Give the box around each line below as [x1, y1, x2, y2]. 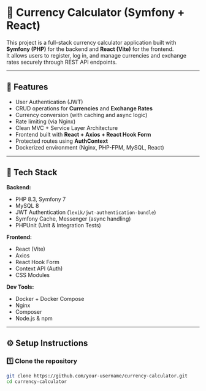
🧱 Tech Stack [6, 167, 58, 178]
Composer [15, 308, 42, 315]
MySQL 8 [15, 202, 39, 209]
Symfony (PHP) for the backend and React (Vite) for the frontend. [6, 45, 174, 53]
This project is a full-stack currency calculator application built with [6, 39, 177, 46]
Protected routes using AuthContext [15, 137, 109, 145]
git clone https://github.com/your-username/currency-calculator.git [6, 373, 188, 379]
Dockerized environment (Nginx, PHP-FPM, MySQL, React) [15, 143, 164, 151]
